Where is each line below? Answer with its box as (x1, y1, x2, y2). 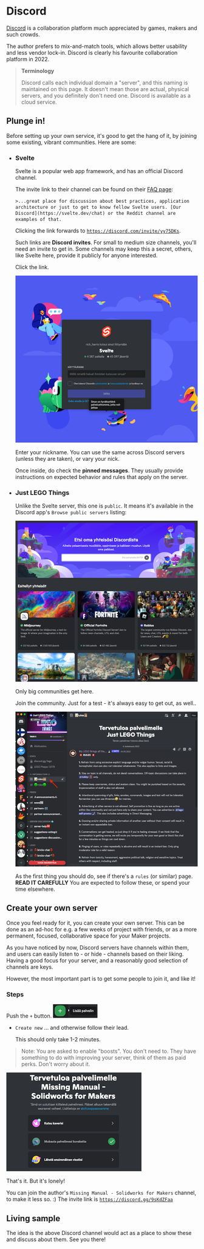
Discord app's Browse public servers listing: (15, 509, 127, 516)
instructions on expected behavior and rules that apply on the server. (15, 474, 188, 481)
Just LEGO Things (15, 488, 70, 497)
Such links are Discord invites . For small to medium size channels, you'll (15, 239, 197, 247)
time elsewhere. (15, 885, 56, 893)
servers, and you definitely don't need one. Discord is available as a (21, 92, 191, 99)
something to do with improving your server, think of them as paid (21, 1054, 186, 1061)
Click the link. (15, 264, 50, 271)
